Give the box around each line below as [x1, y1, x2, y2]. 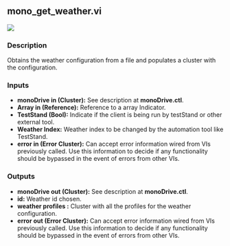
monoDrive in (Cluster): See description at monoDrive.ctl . [16, 96, 184, 104]
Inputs [7, 80, 30, 90]
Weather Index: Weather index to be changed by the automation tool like [16, 125, 224, 133]
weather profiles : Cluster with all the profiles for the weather [16, 202, 192, 210]
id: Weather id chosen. [16, 194, 82, 203]
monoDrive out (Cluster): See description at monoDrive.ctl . [16, 187, 189, 195]
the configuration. [7, 63, 58, 71]
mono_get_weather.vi [7, 5, 102, 17]
